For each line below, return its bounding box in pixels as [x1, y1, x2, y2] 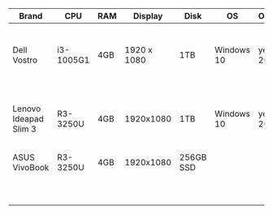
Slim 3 [12, 123, 37, 135]
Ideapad [12, 113, 45, 124]
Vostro [12, 54, 38, 66]
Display [132, 11, 163, 21]
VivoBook [12, 162, 50, 173]
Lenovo [12, 103, 41, 114]
